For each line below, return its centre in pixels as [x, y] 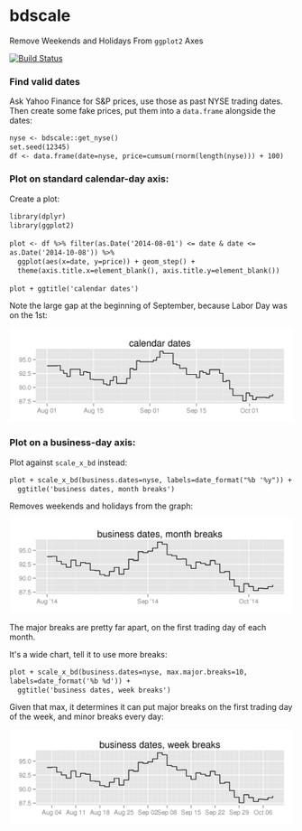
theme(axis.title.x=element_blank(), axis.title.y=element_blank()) [149, 271]
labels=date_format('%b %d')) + [70, 682]
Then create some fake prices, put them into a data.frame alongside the [143, 111]
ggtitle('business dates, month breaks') [96, 489]
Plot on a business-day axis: [73, 443]
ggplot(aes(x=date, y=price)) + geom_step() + [106, 261]
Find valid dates [45, 81]
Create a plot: [35, 199]
